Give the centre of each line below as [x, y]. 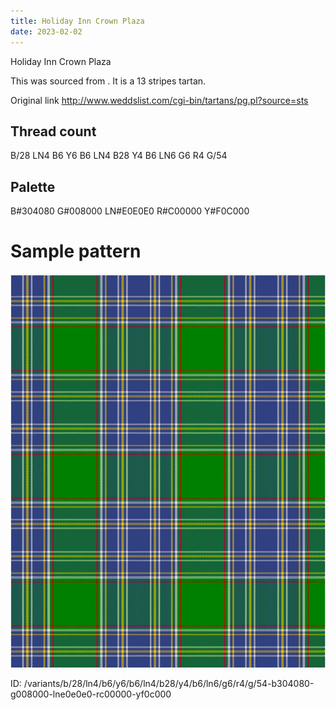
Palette [33, 186]
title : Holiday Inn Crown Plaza [77, 21]
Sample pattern [76, 251]
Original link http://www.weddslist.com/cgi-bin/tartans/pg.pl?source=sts [159, 100]
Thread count [53, 131]
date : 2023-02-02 [46, 31]
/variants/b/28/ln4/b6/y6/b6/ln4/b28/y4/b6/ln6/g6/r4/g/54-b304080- [169, 684]
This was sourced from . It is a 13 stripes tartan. [108, 81]
